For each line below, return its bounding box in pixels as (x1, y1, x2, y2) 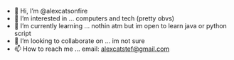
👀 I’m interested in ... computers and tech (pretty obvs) (14, 14, 175, 23)
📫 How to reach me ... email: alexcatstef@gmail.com (14, 44, 170, 53)
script (14, 29, 32, 37)
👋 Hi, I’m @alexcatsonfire (14, 7, 88, 15)
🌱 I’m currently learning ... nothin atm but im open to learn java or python (14, 22, 228, 30)
